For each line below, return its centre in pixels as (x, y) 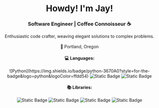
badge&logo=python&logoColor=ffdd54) (48, 76)
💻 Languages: (79, 58)
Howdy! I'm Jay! (79, 9)
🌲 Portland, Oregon (79, 47)
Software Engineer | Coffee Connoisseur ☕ (79, 24)
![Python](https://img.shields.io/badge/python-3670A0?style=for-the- (79, 71)
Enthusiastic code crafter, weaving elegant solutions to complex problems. (79, 36)
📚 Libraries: (79, 88)
